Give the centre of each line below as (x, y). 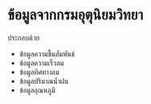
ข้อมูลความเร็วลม (42, 63)
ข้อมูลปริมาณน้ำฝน (44, 81)
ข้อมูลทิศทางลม (39, 72)
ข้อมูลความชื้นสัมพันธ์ (47, 53)
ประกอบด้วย (24, 37)
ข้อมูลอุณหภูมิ (37, 89)
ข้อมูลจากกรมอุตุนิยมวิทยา (75, 15)
